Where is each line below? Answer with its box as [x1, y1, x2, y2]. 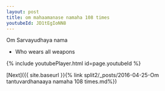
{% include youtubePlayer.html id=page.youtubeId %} [6, 60, 141, 67]
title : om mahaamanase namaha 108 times [6, 14, 110, 20]
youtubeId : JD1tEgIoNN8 [6, 20, 67, 26]
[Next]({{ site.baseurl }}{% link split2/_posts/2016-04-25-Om [6, 72, 160, 79]
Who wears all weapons [15, 48, 75, 55]
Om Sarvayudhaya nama [6, 37, 68, 44]
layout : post [6, 8, 39, 15]
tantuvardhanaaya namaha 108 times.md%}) [6, 78, 117, 85]
